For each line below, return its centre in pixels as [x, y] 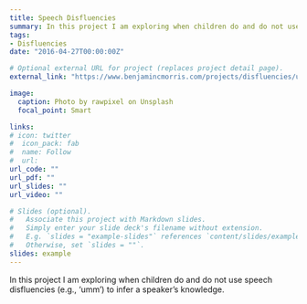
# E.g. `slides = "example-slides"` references [106, 237]
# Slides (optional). [51, 211]
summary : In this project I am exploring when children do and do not [147, 26]
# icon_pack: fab [44, 144]
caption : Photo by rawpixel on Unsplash [95, 101]
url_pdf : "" [32, 178]
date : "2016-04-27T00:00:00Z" [67, 52]
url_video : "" [37, 194]
